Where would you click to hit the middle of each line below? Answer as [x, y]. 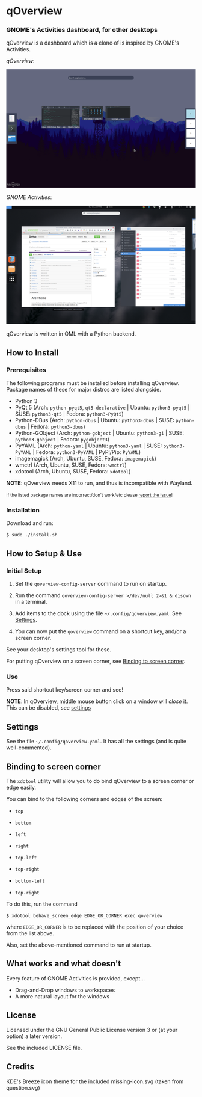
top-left [26, 858]
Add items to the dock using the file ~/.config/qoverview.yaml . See [98, 613]
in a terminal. [31, 602]
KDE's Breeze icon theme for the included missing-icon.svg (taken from [95, 1081]
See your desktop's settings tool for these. [59, 650]
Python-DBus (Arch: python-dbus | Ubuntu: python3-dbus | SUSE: [94, 420]
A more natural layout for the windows [62, 996]
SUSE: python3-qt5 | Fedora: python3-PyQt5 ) [69, 414]
